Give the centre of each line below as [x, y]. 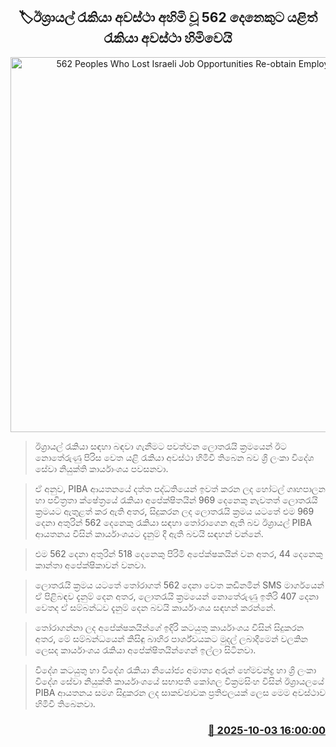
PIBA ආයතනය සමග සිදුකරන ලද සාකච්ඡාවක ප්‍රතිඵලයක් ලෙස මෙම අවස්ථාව [180, 692]
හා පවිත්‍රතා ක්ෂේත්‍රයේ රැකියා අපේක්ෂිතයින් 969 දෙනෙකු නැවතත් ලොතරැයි [176, 500]
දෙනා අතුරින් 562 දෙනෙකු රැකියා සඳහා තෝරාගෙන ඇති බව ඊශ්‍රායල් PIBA [173, 522]
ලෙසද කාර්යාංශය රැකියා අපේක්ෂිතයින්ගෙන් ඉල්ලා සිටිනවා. [145, 650]
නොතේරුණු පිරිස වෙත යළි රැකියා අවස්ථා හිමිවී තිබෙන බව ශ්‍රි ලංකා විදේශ [174, 457]
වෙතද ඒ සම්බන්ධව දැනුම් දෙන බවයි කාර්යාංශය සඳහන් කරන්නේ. [155, 607]
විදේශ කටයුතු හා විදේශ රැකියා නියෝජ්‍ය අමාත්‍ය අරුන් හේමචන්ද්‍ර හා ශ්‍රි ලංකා [175, 670]
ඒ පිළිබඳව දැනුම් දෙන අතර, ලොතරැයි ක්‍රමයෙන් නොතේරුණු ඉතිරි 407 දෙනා [176, 596]
